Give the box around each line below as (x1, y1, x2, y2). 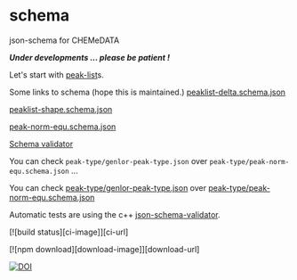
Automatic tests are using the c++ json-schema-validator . (9, 209, 221, 219)
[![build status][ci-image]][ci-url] (9, 226, 129, 237)
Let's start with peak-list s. (9, 69, 105, 80)
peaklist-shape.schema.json (9, 103, 113, 114)
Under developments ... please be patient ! (9, 52, 171, 62)
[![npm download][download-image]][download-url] (9, 243, 200, 254)
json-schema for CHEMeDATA (9, 35, 120, 45)
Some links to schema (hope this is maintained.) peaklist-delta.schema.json (9, 86, 286, 97)
